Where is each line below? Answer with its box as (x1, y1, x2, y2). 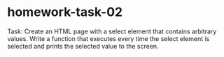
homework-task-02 (7, 4, 123, 20)
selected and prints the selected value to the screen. (7, 42, 159, 50)
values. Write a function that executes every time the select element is (7, 34, 210, 42)
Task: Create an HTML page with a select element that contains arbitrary (7, 27, 217, 35)
